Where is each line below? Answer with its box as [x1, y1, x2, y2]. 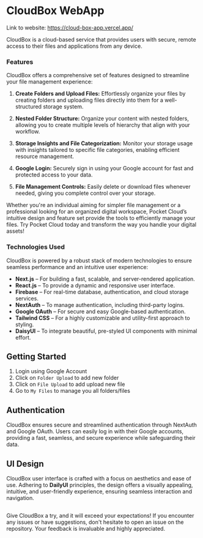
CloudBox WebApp [6, 4, 105, 18]
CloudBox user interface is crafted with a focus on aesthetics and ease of [6, 474, 191, 482]
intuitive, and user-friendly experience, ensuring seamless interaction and [6, 488, 193, 495]
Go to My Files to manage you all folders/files [15, 387, 130, 395]
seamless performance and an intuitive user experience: [6, 263, 149, 270]
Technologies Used [6, 243, 65, 251]
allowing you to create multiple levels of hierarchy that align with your [15, 121, 191, 129]
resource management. [15, 153, 75, 160]
